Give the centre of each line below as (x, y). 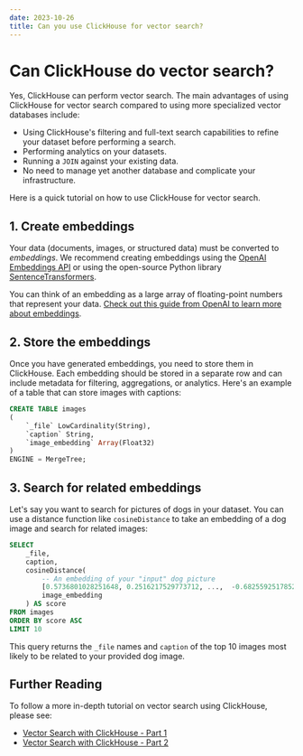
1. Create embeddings (72, 226)
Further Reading (56, 684)
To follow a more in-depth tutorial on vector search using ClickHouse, (138, 706)
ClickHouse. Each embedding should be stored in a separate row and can (146, 373)
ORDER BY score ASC (46, 621)
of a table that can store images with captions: (96, 393)
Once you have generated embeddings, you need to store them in (132, 364)
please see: (31, 715)
